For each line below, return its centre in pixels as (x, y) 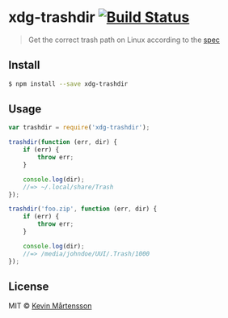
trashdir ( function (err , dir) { (63, 142)
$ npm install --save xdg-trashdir (68, 84)
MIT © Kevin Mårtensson (50, 306)
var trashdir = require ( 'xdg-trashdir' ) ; (79, 128)
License (29, 286)
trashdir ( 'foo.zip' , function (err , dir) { (83, 209)
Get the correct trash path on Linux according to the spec (124, 40)
